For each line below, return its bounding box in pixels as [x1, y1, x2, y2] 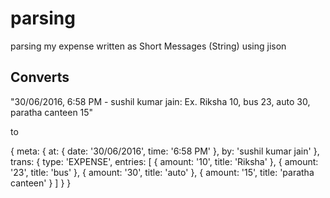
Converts [10, 69, 70, 86]
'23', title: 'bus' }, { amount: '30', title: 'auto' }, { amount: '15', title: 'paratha [10, 166, 315, 178]
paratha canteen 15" [10, 106, 94, 118]
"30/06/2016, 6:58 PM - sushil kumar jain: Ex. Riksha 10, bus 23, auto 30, [10, 95, 311, 107]
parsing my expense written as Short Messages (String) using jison [10, 40, 287, 52]
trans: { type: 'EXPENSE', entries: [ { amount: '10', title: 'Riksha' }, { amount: [10, 155, 319, 167]
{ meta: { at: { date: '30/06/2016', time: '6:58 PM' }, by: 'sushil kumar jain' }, [10, 145, 320, 157]
